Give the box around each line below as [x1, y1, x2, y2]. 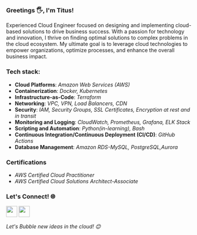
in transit [14, 112, 36, 119]
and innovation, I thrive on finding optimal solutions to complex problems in [6, 34, 188, 41]
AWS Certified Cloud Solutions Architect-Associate [14, 177, 138, 184]
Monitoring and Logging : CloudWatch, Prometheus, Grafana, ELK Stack [14, 118, 191, 126]
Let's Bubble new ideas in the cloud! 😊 [6, 223, 101, 230]
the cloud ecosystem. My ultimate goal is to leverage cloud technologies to [6, 41, 188, 48]
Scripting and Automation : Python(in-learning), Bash [14, 125, 145, 132]
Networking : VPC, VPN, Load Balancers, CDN [14, 100, 128, 107]
